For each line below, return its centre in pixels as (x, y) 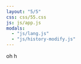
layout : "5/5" (24, 12)
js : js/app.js (24, 23)
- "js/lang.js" (30, 34)
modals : (16, 28)
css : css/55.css (26, 17)
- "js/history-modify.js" (44, 39)
